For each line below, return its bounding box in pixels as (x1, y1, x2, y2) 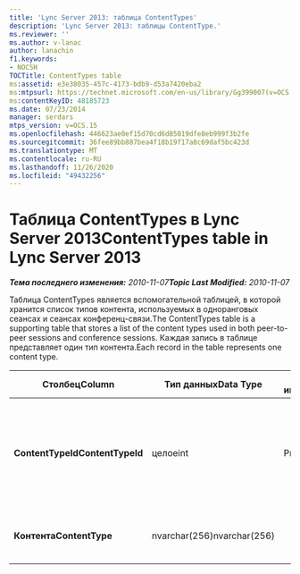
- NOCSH (9, 63, 38, 72)
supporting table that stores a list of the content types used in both (9, 323, 255, 333)
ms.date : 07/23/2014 (9, 105, 87, 114)
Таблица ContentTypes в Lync (9, 209, 240, 230)
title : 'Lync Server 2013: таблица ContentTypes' (9, 13, 198, 22)
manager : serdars (9, 113, 74, 122)
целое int (151, 447, 189, 460)
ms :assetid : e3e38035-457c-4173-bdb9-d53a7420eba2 (9, 80, 202, 89)
